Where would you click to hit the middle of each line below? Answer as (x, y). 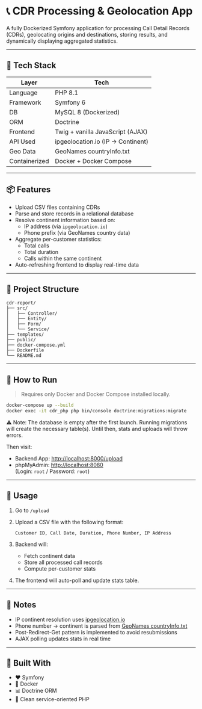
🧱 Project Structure (43, 289)
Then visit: (19, 447)
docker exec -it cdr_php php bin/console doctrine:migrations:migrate (96, 411)
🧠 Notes (21, 605)
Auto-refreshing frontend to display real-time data (77, 265)
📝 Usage (22, 496)
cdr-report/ (21, 303)
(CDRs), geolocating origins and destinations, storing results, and (87, 34)
